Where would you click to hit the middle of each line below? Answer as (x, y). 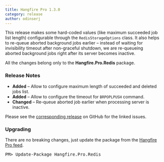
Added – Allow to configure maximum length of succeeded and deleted (84, 86)
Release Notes (23, 75)
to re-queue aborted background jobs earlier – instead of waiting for (74, 43)
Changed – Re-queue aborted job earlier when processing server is (81, 102)
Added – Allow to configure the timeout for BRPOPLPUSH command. (78, 96)
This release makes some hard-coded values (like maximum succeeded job (82, 33)
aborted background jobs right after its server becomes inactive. (70, 53)
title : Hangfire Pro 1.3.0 (33, 10)
